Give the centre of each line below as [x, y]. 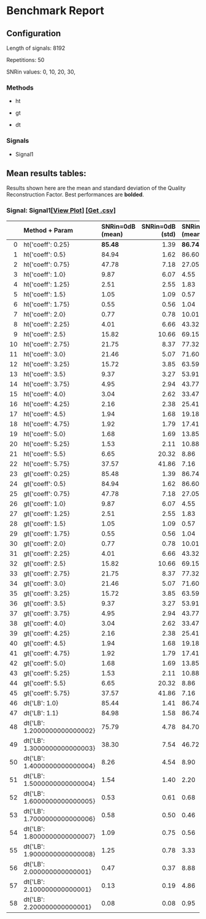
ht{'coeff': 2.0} [45, 314]
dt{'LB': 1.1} [41, 713]
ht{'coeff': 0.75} [47, 264]
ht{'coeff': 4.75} [47, 424]
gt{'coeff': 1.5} [45, 523]
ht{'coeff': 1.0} [45, 274]
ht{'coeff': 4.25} [47, 404]
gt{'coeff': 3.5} [45, 603]
